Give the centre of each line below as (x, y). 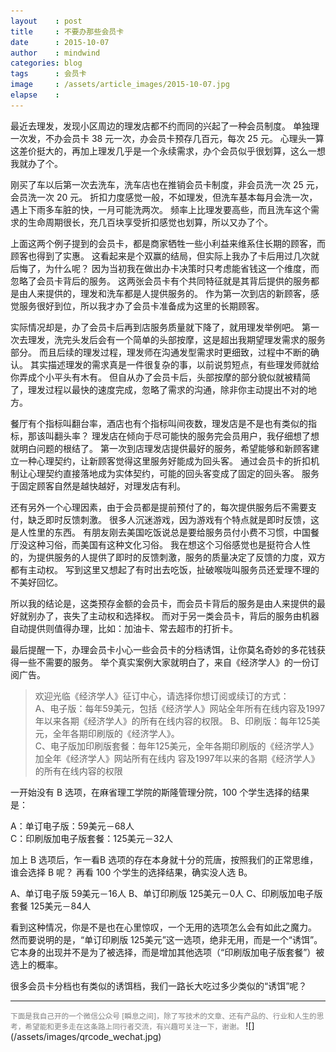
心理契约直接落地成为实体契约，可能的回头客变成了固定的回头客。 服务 (173, 473)
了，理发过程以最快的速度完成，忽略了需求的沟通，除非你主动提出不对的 (159, 389)
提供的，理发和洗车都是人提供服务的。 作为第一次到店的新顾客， (177, 293)
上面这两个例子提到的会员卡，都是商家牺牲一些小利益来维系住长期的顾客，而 (168, 243)
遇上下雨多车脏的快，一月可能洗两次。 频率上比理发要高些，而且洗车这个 (160, 209)
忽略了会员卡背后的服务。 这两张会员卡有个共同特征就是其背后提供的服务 (160, 281)
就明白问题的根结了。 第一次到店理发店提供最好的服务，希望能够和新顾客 (160, 448)
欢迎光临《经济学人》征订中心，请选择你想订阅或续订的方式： (162, 696)
